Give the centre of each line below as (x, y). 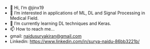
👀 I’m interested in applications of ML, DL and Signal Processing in (77, 13)
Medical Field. (24, 18)
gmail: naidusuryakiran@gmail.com (46, 36)
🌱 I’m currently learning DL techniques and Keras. (60, 23)
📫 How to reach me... (32, 29)
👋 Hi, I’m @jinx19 (27, 8)
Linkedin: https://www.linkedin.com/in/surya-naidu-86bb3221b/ (75, 41)
